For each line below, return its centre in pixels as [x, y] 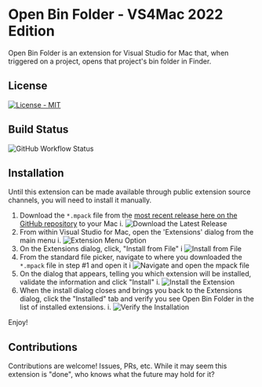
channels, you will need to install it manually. [80, 200]
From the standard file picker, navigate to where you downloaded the [131, 257]
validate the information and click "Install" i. [90, 282]
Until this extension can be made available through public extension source [129, 192]
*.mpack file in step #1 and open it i [75, 265]
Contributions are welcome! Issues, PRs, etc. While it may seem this [118, 366]
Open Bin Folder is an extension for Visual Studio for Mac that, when [118, 53]
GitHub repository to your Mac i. [71, 224]
